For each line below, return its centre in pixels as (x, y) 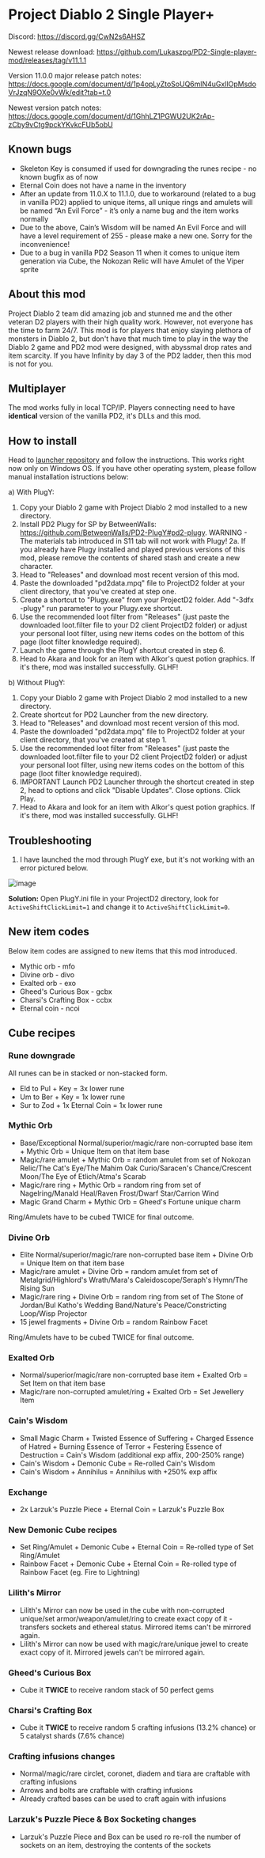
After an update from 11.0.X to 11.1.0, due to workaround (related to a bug (138, 193)
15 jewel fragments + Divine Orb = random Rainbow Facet (114, 1322)
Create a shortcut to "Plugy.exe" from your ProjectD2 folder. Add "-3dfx (137, 600)
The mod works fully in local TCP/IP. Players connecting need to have (122, 408)
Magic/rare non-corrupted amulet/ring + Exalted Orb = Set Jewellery (132, 1392)
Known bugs (40, 149)
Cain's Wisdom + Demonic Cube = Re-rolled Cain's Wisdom (117, 1463)
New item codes (49, 932)
